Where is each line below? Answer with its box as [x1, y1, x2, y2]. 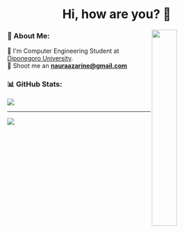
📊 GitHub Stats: [7, 79, 62, 89]
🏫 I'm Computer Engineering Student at [7, 47, 119, 55]
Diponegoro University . [7, 54, 74, 63]
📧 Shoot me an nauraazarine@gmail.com [7, 62, 128, 70]
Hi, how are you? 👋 [62, 6, 172, 22]
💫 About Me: [7, 31, 50, 41]
